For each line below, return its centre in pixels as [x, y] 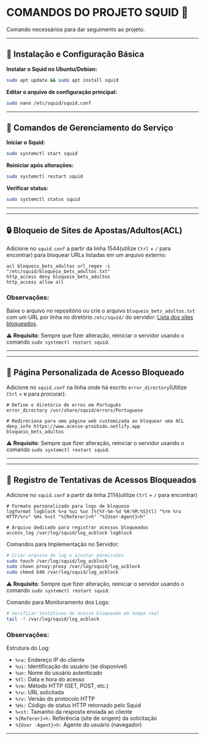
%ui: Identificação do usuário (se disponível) [71, 666]
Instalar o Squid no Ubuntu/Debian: [52, 69]
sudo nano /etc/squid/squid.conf [49, 103]
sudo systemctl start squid [42, 154]
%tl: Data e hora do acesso [50, 680]
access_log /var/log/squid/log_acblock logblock [69, 533]
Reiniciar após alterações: [40, 165]
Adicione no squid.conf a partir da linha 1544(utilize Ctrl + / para [88, 248]
